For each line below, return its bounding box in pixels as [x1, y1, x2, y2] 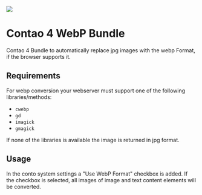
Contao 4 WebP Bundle [6, 27, 125, 41]
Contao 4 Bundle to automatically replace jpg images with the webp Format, [6, 46, 195, 54]
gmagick [15, 125, 34, 132]
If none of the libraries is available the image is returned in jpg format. [6, 136, 180, 143]
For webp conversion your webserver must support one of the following [6, 87, 186, 94]
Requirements [6, 70, 60, 81]
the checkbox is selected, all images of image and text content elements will [6, 176, 197, 183]
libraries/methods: [6, 93, 52, 100]
